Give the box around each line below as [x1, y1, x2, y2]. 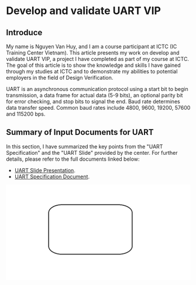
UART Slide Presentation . [14, 167, 76, 174]
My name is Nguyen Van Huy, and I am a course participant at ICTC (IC [6, 43, 177, 50]
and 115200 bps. [6, 110, 46, 117]
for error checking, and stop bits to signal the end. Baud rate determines [6, 98, 180, 105]
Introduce [6, 28, 43, 38]
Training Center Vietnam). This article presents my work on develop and [6, 49, 180, 56]
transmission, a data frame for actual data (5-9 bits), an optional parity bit [6, 92, 183, 99]
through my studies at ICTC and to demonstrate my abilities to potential [6, 68, 178, 74]
